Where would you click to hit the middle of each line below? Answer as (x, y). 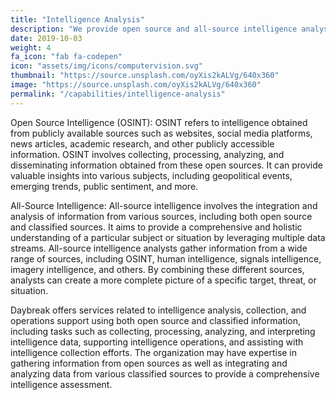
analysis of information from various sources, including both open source (161, 216)
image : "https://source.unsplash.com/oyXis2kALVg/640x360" (136, 85)
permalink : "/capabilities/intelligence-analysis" (118, 94)
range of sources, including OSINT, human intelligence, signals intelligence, (166, 258)
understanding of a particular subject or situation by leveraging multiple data (168, 237)
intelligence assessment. (61, 384)
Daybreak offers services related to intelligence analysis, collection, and (158, 310)
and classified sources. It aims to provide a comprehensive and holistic (156, 227)
